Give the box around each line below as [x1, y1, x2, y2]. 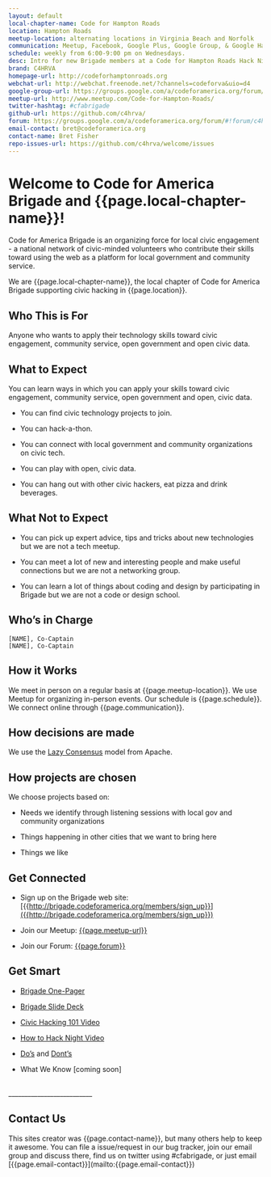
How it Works [8, 664, 77, 677]
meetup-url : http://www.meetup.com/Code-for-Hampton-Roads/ [8, 95, 215, 103]
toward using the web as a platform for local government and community [8, 252, 251, 263]
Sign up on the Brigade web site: [19, 892, 129, 902]
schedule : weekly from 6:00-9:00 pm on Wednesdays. [8, 49, 186, 57]
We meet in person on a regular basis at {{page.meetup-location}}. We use [8, 685, 257, 695]
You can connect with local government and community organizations [19, 440, 253, 449]
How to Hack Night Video [19, 1032, 105, 1043]
